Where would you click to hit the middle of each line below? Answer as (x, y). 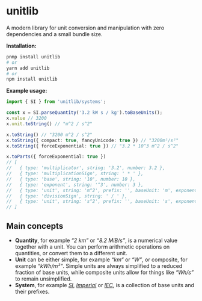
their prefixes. (32, 291)
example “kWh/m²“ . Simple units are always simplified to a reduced (99, 266)
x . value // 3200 (26, 119)
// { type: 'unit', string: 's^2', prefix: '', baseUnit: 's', (90, 202)
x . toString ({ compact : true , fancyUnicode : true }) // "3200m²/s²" (93, 140)
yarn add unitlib (28, 68)
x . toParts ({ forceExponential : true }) (56, 157)
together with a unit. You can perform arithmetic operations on (92, 247)
